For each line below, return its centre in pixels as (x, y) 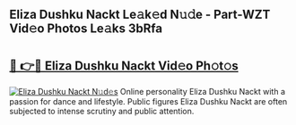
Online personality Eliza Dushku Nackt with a (202, 92)
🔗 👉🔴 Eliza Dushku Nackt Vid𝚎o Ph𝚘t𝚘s (124, 66)
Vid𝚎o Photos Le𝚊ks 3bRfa (86, 29)
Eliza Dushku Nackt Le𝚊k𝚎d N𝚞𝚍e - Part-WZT (140, 15)
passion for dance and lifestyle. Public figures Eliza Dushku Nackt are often (148, 101)
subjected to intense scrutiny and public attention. (102, 111)
